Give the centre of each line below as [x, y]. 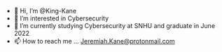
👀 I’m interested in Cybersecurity [61, 18]
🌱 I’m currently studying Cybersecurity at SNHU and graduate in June [115, 26]
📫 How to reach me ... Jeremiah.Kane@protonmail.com [94, 41]
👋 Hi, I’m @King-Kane [45, 11]
